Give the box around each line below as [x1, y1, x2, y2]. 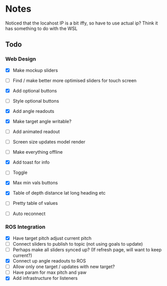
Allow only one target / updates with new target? [12, 264, 115, 270]
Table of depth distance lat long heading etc [12, 190, 106, 196]
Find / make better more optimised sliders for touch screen [12, 77, 137, 83]
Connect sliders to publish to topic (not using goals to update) [12, 241, 143, 247]
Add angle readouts [12, 108, 55, 114]
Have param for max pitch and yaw [12, 269, 87, 276]
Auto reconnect [12, 210, 46, 217]
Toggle [12, 170, 28, 176]
